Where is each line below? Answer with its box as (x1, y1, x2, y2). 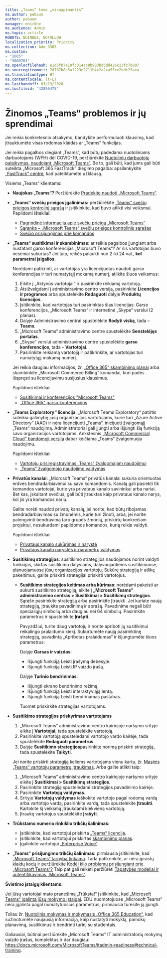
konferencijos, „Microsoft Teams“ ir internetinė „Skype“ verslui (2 (19, 307, 154, 313)
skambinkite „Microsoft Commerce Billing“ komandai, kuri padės (12, 370, 145, 376)
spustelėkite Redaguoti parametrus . (19, 739, 95, 745)
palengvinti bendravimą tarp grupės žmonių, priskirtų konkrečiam (12, 517, 147, 523)
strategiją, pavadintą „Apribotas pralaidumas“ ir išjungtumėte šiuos (19, 634, 157, 640)
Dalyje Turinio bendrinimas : (19, 673, 78, 679)
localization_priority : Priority (5, 40, 75, 45)
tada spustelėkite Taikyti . (19, 749, 72, 755)
